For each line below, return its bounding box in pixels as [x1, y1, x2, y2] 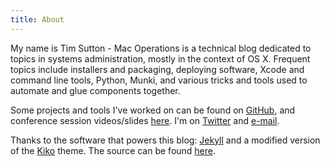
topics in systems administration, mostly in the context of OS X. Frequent [10, 52, 311, 65]
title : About [10, 14, 65, 25]
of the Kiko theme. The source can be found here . [10, 144, 217, 156]
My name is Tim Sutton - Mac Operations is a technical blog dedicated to [10, 42, 312, 54]
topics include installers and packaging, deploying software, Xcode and [10, 63, 305, 75]
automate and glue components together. [10, 84, 181, 96]
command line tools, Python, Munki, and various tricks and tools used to [10, 74, 308, 86]
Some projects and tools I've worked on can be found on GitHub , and [10, 104, 296, 116]
